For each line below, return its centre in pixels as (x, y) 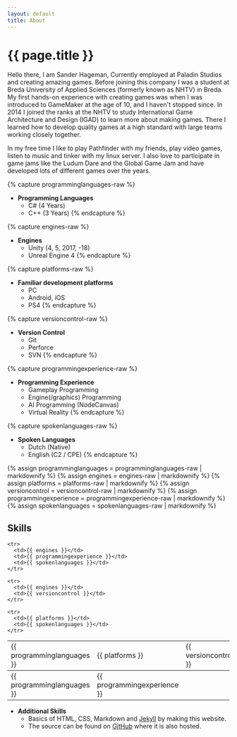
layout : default (31, 14)
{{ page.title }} (51, 55)
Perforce (41, 348)
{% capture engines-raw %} (48, 227)
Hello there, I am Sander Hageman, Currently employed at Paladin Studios (115, 75)
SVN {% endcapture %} (62, 355)
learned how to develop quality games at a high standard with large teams (115, 127)
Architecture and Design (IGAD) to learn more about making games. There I (117, 120)
